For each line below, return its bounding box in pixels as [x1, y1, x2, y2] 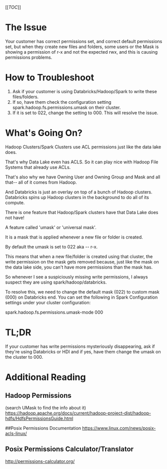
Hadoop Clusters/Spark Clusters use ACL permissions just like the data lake [5, 144, 161, 150]
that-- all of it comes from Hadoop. [5, 179, 77, 185]
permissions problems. [5, 54, 52, 60]
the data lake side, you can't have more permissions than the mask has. [5, 264, 153, 270]
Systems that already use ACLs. [5, 164, 71, 170]
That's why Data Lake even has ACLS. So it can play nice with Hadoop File [5, 159, 158, 165]
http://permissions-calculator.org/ [5, 458, 75, 464]
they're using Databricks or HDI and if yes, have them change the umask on [5, 348, 161, 355]
